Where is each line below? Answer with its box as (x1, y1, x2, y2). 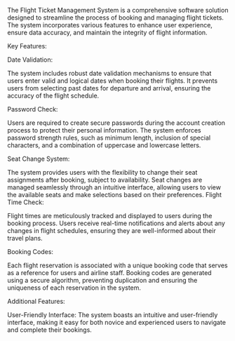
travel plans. (7, 234, 43, 242)
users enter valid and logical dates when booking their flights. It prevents (7, 76, 218, 85)
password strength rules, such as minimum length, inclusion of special (7, 133, 211, 142)
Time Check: (7, 198, 44, 206)
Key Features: (7, 42, 47, 50)
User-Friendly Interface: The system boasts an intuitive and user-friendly (7, 311, 218, 319)
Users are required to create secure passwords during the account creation (7, 119, 226, 127)
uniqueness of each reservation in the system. (7, 283, 142, 292)
